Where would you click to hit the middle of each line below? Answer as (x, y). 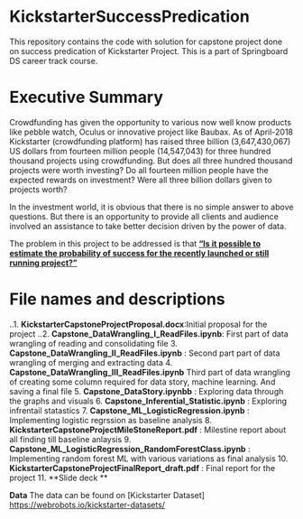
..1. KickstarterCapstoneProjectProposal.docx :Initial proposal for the (138, 324)
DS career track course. (54, 60)
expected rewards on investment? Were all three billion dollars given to (141, 180)
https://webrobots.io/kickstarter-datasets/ (87, 505)
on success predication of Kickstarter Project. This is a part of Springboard (149, 51)
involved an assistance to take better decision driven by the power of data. (148, 226)
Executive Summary (87, 97)
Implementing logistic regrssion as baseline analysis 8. (110, 420)
